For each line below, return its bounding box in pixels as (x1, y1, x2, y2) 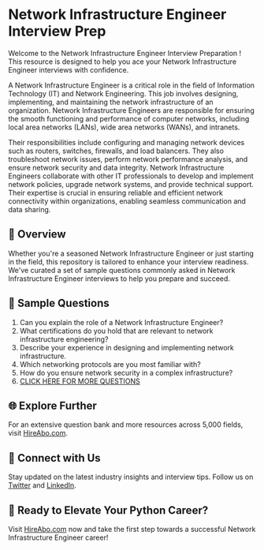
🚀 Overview (8, 227, 66, 241)
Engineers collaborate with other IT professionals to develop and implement (8, 171, 254, 181)
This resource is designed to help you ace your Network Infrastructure (8, 57, 237, 66)
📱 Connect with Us (8, 451, 101, 465)
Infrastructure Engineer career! (8, 533, 109, 542)
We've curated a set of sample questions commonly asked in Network (8, 265, 236, 275)
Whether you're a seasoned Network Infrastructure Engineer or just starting (8, 249, 255, 258)
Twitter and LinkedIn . (8, 481, 76, 490)
